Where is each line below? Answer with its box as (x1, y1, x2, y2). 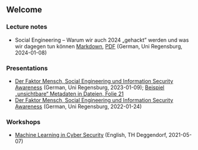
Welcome (6, 5, 42, 15)
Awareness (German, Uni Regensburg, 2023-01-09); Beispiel (14, 84, 165, 91)
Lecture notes (6, 23, 48, 31)
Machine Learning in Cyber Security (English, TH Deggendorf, (14, 131, 168, 139)
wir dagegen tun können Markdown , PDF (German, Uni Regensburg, (14, 42, 183, 50)
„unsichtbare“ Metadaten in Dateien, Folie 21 (14, 90, 124, 97)
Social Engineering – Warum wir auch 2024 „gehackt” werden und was (14, 36, 189, 44)
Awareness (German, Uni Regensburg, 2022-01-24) (14, 103, 142, 110)
